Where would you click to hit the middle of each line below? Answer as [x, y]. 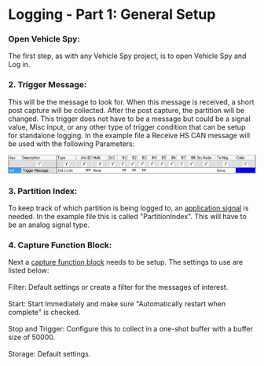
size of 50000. [32, 337]
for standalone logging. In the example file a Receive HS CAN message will [129, 135]
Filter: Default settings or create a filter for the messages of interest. [118, 287]
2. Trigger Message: [48, 85]
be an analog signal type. [49, 225]
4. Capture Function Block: [60, 245]
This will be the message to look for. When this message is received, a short [131, 102]
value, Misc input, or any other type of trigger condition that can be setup [127, 126]
